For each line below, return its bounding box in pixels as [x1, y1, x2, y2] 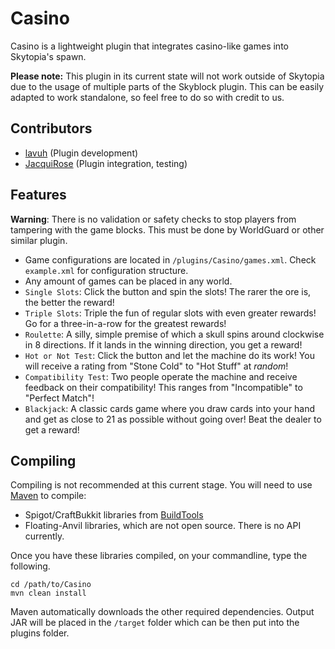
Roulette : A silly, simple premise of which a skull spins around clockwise [24, 328, 325, 340]
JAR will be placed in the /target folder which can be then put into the [10, 617, 300, 629]
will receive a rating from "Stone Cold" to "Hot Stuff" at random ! [24, 360, 289, 372]
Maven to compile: [10, 490, 87, 502]
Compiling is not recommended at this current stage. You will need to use [10, 479, 313, 491]
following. [10, 560, 51, 572]
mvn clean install [10, 588, 87, 599]
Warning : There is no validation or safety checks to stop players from [10, 213, 297, 225]
